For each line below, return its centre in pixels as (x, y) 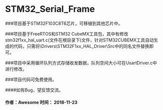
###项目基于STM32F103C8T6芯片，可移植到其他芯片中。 (64, 23)
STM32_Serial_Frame (50, 9)
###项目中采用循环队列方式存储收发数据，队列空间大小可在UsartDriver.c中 (81, 63)
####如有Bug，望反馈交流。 (34, 90)
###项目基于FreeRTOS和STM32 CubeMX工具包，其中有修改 (67, 34)
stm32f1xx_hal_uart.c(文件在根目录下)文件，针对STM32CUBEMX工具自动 (80, 40)
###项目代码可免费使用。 (31, 79)
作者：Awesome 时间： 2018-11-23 (41, 102)
